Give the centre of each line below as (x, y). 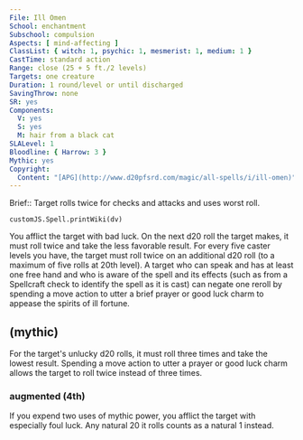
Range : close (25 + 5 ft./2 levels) (78, 69)
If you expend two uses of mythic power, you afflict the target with (133, 416)
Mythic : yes (32, 160)
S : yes (30, 127)
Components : (32, 110)
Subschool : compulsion (52, 34)
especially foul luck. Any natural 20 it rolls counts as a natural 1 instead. (142, 426)
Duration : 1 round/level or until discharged (96, 85)
